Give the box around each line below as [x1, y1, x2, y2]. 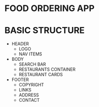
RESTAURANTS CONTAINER [18, 67, 76, 72]
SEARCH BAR [18, 61, 47, 67]
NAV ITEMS [18, 51, 42, 57]
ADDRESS [18, 92, 39, 98]
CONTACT [18, 97, 40, 103]
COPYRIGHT [18, 82, 44, 88]
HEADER [11, 41, 29, 47]
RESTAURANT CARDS [18, 72, 63, 78]
